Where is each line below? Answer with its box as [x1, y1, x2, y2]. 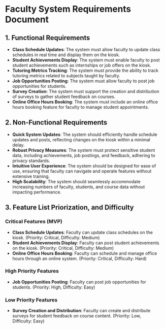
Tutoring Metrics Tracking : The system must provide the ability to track [12, 67, 159, 73]
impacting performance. [12, 189, 62, 195]
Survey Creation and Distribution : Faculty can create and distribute [12, 308, 151, 314]
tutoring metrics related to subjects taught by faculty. [12, 73, 121, 78]
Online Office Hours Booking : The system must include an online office [12, 99, 158, 104]
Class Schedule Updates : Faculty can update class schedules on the [12, 229, 153, 235]
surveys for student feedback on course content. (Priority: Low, [12, 313, 141, 319]
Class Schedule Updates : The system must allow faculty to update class [12, 47, 161, 52]
